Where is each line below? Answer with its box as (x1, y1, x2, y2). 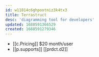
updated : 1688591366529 (5, 22, 56, 27)
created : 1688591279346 (5, 27, 56, 32)
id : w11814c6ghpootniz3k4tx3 (5, 7, 67, 13)
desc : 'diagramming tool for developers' (5, 17, 95, 22)
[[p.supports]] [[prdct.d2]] (12, 46, 68, 52)
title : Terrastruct (5, 12, 47, 17)
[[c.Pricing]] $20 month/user (12, 41, 73, 47)
